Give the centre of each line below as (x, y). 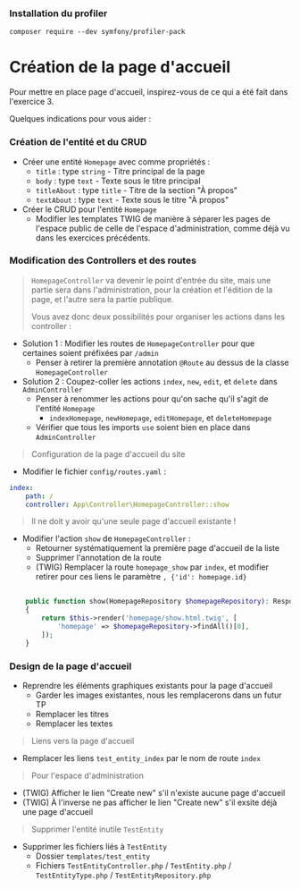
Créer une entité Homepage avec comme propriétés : (116, 161)
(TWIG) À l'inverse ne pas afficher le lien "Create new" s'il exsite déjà (150, 802)
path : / (39, 496)
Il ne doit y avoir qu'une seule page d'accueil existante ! (133, 521)
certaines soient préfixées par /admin (90, 352)
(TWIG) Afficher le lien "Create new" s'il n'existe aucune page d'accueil (154, 792)
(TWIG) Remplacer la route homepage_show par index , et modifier (152, 567)
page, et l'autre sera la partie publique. (102, 299)
